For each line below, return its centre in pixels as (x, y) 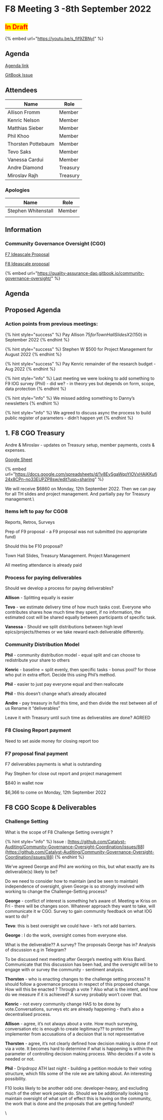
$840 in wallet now (24, 783)
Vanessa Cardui (26, 160)
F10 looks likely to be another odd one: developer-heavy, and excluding (77, 1088)
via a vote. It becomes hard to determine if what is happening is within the (79, 1049)
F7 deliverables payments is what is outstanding (53, 764)
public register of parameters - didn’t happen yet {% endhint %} (69, 418)
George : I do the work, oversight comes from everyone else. (66, 935)
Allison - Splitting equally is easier (39, 598)
